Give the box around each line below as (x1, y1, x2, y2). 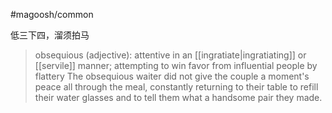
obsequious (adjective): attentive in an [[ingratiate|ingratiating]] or (34, 49, 307, 61)
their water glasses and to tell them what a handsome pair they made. (34, 92, 323, 103)
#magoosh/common (10, 9, 94, 20)
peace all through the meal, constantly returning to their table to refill (34, 81, 319, 93)
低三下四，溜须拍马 (10, 29, 90, 41)
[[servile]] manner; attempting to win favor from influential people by (34, 60, 318, 71)
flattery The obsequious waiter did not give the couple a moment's (34, 70, 310, 82)
